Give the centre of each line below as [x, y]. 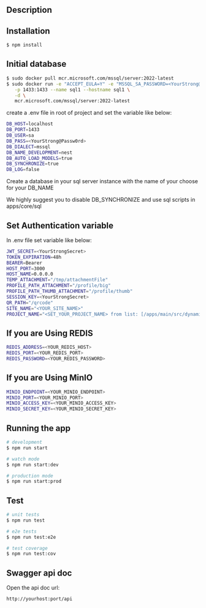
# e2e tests [21, 531]
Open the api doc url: [33, 588]
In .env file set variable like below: [49, 240]
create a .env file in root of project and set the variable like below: [89, 113]
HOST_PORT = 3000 [26, 268]
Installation [28, 31]
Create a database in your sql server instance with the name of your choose [102, 181]
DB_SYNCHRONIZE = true [33, 164]
